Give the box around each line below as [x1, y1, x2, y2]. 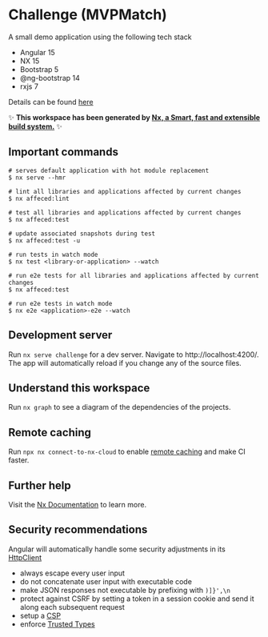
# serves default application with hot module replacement [8, 166, 210, 174]
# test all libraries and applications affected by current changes [8, 208, 242, 217]
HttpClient [8, 552, 42, 562]
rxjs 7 [19, 82, 38, 91]
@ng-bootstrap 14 [19, 73, 80, 82]
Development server [8, 328, 113, 342]
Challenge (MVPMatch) [8, 6, 168, 24]
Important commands [8, 146, 118, 159]
